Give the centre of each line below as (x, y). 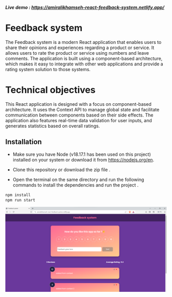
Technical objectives (50, 90)
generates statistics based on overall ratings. (53, 126)
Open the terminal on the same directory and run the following (78, 179)
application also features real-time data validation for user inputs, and (79, 120)
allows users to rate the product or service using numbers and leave (77, 53)
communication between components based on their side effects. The (79, 115)
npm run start (20, 200)
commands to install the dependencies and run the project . (76, 185)
